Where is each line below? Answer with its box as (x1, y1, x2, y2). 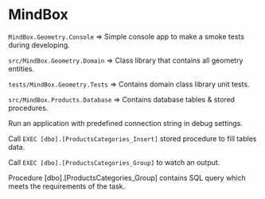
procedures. (8, 103, 49, 113)
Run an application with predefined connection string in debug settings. (8, 118, 243, 128)
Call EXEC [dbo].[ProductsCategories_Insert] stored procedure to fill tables (8, 133, 257, 144)
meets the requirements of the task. (8, 181, 126, 191)
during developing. (8, 40, 70, 49)
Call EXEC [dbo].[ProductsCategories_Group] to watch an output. (8, 157, 220, 167)
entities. (8, 63, 34, 73)
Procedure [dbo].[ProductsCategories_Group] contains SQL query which (8, 173, 247, 182)
